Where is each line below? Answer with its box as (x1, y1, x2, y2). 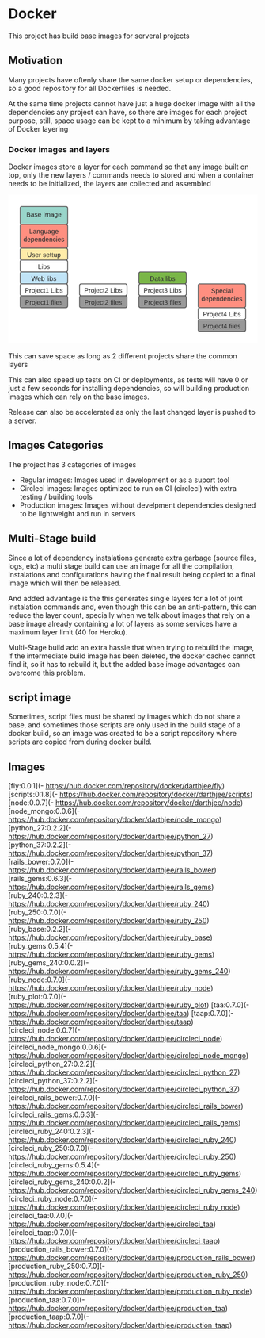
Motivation (8, 54, 63, 67)
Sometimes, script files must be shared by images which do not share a (8, 711, 241, 722)
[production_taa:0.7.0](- (8, 1295, 85, 1305)
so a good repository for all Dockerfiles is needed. (8, 83, 172, 93)
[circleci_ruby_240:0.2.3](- (8, 1127, 95, 1137)
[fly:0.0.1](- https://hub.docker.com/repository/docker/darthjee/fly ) (8, 781, 225, 791)
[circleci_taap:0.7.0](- (8, 1228, 78, 1237)
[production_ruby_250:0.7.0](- (8, 1262, 105, 1271)
